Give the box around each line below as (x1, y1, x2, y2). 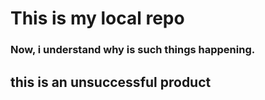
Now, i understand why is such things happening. (10, 43, 256, 57)
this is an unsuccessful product (10, 73, 212, 91)
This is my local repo (10, 7, 185, 30)
